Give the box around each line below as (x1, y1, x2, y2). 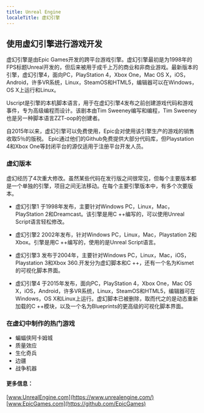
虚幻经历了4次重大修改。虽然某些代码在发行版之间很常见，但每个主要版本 (6, 174, 192, 182)
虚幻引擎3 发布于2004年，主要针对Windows (15, 251, 127, 259)
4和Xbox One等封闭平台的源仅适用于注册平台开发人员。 (6, 143, 147, 150)
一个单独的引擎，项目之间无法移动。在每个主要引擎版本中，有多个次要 (11, 182, 188, 189)
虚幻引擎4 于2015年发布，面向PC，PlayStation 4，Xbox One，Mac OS (15, 280, 192, 287)
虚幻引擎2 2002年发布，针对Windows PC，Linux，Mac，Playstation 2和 (15, 231, 197, 238)
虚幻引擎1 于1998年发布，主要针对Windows (15, 202, 124, 210)
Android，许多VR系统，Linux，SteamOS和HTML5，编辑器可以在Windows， (6, 79, 197, 86)
